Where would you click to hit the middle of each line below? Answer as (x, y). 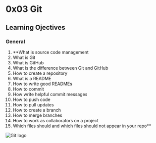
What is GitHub (28, 62)
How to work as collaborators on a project (55, 120)
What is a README (32, 78)
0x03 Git (24, 9)
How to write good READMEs (42, 84)
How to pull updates (33, 104)
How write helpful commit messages (50, 94)
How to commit (28, 89)
